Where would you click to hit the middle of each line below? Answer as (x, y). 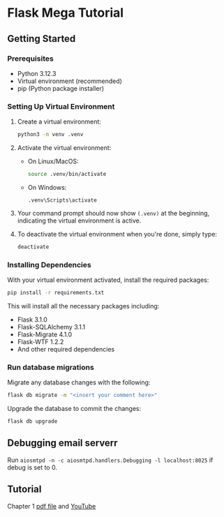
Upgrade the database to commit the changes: (74, 409)
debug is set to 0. (32, 467)
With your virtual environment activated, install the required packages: (108, 280)
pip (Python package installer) (61, 88)
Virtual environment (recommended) (69, 81)
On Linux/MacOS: (53, 161)
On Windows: (47, 187)
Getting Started (42, 39)
